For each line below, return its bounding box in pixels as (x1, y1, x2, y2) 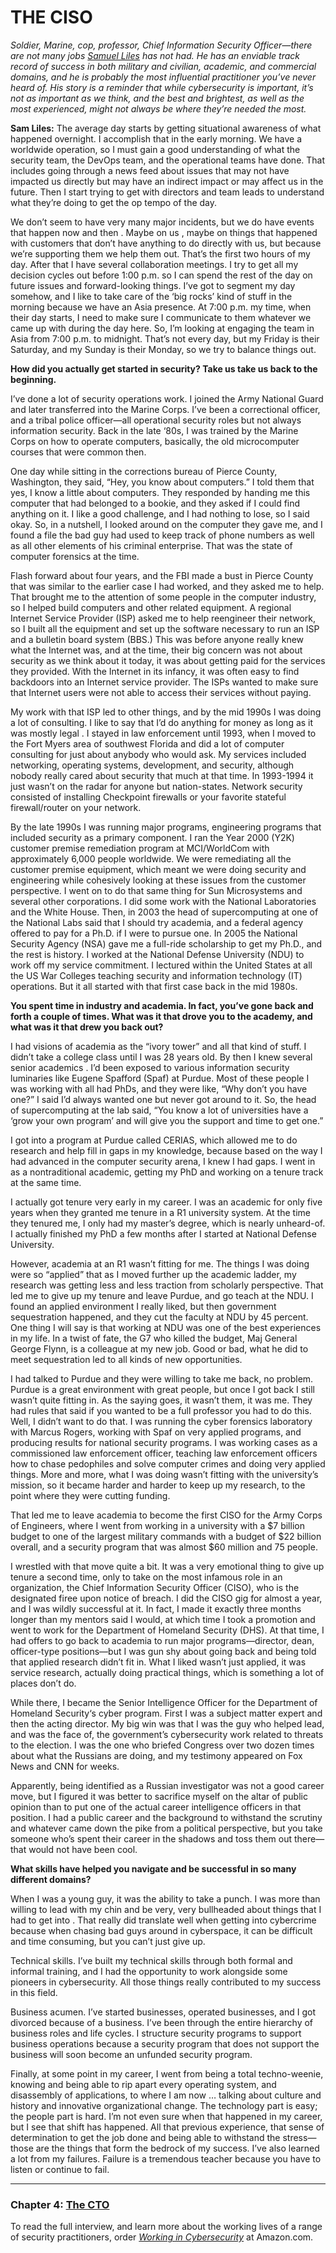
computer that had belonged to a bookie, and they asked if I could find (10, 497, 301, 509)
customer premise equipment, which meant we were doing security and (10, 863, 307, 875)
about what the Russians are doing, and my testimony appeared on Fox (10, 1749, 303, 1761)
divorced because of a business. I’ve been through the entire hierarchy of (10, 2016, 314, 2028)
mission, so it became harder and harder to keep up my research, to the (10, 1479, 306, 1491)
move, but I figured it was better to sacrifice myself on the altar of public (10, 1790, 308, 1802)
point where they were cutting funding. (10, 1489, 171, 1501)
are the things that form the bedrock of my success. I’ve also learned (35, 2142, 320, 2154)
